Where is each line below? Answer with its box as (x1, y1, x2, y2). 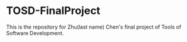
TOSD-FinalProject (6, 4, 101, 17)
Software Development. (6, 29, 64, 36)
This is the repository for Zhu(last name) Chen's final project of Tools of (6, 23, 182, 30)
